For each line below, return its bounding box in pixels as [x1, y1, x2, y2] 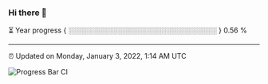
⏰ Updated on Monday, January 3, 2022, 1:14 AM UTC [8, 52, 187, 61]
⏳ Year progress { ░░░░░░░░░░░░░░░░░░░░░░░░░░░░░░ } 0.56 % [8, 25, 247, 35]
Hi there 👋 [8, 7, 48, 18]
